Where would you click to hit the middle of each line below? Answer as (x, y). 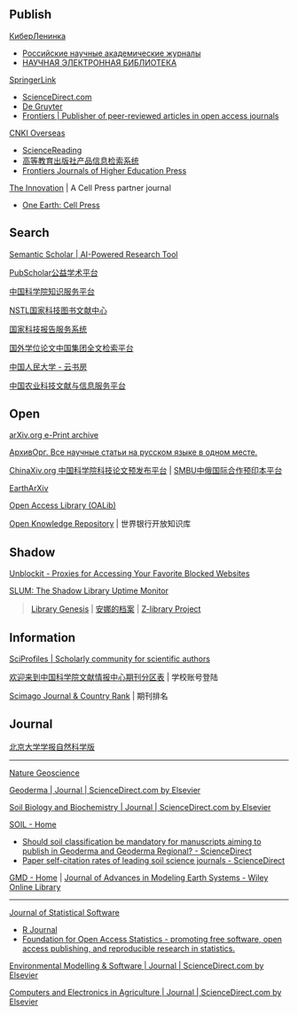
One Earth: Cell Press (61, 205)
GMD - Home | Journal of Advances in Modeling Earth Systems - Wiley (139, 878)
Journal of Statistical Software (64, 912)
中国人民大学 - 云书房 (48, 366)
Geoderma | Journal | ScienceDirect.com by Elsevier (105, 790)
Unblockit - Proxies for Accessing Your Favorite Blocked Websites (129, 574)
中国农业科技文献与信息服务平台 (67, 386)
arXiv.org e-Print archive (54, 435)
